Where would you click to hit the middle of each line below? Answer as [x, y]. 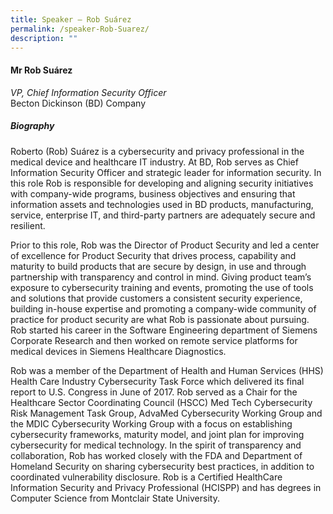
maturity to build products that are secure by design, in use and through [158, 266]
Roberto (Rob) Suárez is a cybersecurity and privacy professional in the [157, 151]
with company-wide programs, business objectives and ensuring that [153, 193]
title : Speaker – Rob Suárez [71, 19]
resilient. [28, 225]
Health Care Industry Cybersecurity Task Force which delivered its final [157, 381]
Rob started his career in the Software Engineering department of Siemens [164, 330]
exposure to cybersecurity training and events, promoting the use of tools [162, 287]
